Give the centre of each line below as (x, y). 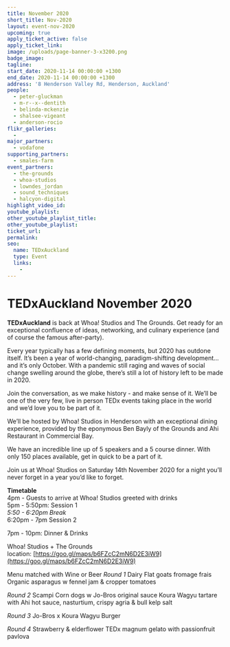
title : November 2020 (38, 13)
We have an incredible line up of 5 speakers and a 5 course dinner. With (109, 449)
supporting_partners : (38, 155)
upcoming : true (29, 33)
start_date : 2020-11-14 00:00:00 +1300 (64, 71)
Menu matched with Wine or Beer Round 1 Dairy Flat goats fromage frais (110, 574)
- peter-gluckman (38, 97)
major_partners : (30, 142)
